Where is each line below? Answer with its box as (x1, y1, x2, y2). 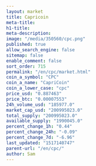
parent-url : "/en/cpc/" (6, 145, 65, 151)
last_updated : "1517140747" (6, 140, 75, 146)
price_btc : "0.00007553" (6, 96, 67, 102)
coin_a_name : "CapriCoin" (6, 80, 69, 86)
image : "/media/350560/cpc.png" (6, 36, 85, 42)
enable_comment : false (6, 58, 62, 64)
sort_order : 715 (6, 63, 46, 69)
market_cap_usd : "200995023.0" (6, 107, 83, 113)
